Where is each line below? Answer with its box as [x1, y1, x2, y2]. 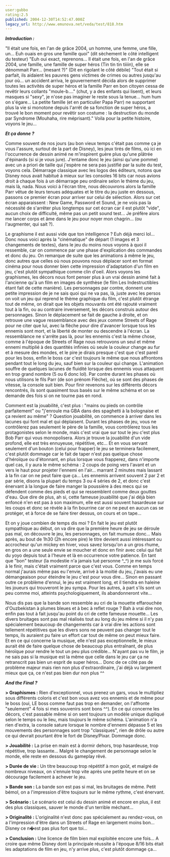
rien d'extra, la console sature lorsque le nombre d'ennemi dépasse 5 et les [5, 722, 163, 728]
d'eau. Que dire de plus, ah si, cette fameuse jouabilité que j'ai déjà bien [5, 494, 155, 500]
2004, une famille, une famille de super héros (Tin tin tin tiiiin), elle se [5, 61, 149, 67]
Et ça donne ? [5, 130, 34, 137]
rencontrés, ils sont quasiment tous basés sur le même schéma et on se [5, 387, 155, 394]
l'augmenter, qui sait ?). [5, 221, 54, 227]
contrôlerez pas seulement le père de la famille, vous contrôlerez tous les [5, 424, 158, 430]
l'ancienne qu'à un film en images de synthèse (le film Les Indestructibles [5, 279, 159, 285]
